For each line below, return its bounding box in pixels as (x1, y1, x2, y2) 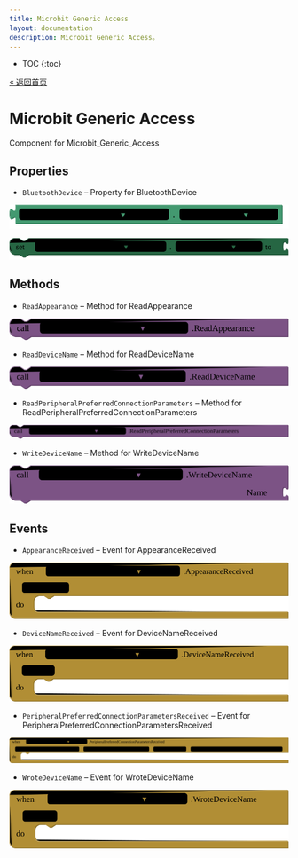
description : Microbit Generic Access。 (9, 33, 160, 42)
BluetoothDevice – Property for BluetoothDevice (21, 187, 198, 198)
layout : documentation (9, 23, 93, 33)
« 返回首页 (9, 76, 48, 88)
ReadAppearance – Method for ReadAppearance (21, 300, 192, 311)
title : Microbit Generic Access (9, 14, 129, 23)
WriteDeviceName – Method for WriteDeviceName (21, 448, 200, 459)
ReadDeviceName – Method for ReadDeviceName (21, 349, 195, 359)
